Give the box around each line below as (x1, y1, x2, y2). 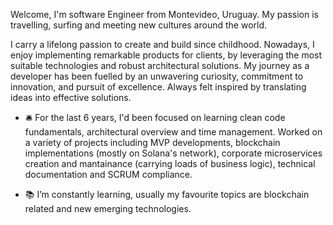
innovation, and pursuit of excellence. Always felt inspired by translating (10, 81, 307, 93)
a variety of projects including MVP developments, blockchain (24, 137, 281, 148)
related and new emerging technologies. (24, 203, 192, 214)
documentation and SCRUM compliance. (24, 169, 193, 180)
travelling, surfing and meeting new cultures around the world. (10, 19, 268, 31)
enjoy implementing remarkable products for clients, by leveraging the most (10, 49, 323, 61)
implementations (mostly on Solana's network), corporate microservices (24, 147, 323, 159)
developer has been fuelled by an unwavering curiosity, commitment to (10, 70, 304, 82)
